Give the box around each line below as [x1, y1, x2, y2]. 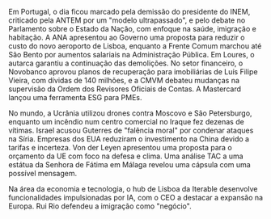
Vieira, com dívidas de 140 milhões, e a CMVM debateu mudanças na [8, 76, 240, 85]
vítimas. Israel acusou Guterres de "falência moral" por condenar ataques [8, 125, 254, 135]
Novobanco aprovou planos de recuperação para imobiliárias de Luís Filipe [8, 67, 258, 76]
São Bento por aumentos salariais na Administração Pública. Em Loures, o [8, 50, 255, 59]
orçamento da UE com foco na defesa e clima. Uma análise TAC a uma [8, 151, 244, 161]
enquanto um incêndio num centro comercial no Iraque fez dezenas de [8, 117, 244, 126]
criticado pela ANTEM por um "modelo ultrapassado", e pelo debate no [8, 15, 246, 25]
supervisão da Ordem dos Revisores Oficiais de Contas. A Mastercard [8, 84, 241, 94]
